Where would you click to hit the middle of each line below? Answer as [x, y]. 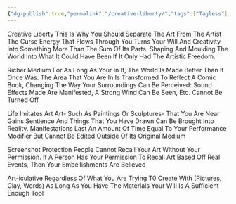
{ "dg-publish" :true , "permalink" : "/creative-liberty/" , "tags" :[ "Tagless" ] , [119, 14]
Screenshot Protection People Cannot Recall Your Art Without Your [104, 149]
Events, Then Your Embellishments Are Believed [77, 164]
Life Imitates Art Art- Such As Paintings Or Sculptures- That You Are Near [113, 113]
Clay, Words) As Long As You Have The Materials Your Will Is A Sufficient [113, 185]
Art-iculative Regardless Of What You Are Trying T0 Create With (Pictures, [114, 178]
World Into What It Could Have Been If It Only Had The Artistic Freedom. [111, 56]
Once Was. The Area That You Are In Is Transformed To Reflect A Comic [112, 77]
